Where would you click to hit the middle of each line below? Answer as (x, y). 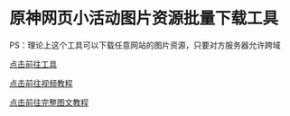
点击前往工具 (33, 64)
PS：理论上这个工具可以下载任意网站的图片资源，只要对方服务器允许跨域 (145, 45)
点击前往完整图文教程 (49, 102)
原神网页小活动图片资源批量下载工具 (144, 18)
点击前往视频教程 (41, 83)
